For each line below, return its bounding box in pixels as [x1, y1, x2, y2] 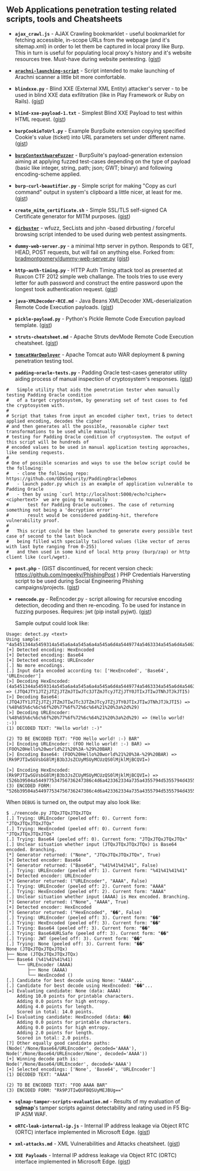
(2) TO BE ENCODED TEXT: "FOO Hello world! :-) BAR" [6, 735, 140, 742]
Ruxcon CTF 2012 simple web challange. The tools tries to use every [14, 273, 183, 280]
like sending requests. [6, 450, 65, 455]
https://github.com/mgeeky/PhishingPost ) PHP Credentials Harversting [14, 571, 190, 578]
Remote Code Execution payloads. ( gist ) [14, 303, 114, 310]
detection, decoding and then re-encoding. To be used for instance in [14, 601, 186, 609]
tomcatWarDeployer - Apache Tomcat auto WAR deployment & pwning [14, 351, 185, 358]
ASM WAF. [21, 1110, 48, 1117]
